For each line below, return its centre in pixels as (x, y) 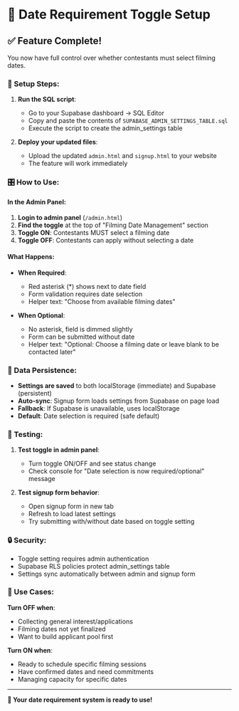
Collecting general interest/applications (75, 621)
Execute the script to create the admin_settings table (105, 128)
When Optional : (41, 315)
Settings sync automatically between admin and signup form (106, 574)
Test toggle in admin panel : (58, 450)
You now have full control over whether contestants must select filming (111, 58)
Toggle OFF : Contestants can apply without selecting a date (106, 241)
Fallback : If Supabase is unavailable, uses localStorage (99, 408)
